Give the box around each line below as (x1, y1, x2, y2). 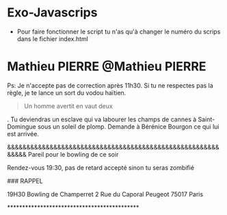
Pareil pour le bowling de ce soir (28, 150, 119, 158)
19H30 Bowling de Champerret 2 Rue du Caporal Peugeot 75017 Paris (7, 190, 204, 198)
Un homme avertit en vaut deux (23, 101, 113, 110)
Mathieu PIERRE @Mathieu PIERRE (7, 59, 206, 75)
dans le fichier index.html (16, 34, 89, 42)
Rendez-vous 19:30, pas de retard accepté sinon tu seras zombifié (7, 163, 195, 172)
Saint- (198, 115, 215, 123)
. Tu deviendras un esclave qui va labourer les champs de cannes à (7, 115, 197, 123)
